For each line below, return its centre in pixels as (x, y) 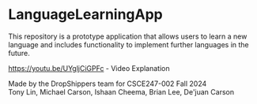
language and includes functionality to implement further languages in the (128, 44)
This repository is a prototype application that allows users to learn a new (128, 36)
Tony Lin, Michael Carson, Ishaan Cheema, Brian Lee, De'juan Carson (121, 91)
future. (19, 53)
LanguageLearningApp (86, 15)
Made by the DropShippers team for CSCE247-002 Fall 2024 (108, 84)
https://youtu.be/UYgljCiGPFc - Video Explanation (89, 68)
